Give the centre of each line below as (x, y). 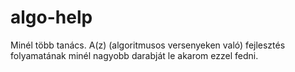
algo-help (51, 17)
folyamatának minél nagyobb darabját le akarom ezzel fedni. (134, 55)
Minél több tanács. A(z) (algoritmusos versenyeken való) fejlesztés (148, 45)
